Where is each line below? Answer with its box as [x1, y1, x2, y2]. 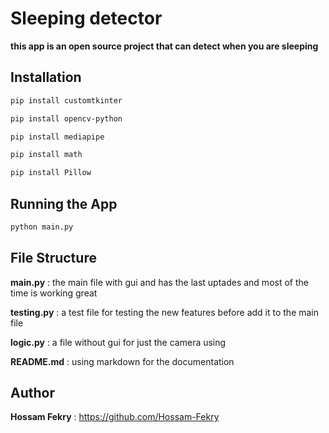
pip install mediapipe [10, 132, 105, 142]
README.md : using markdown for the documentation [10, 355, 235, 367]
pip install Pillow [10, 168, 92, 178]
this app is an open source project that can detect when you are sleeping [10, 40, 319, 52]
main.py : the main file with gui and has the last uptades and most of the [10, 276, 309, 288]
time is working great [10, 287, 98, 299]
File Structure [10, 250, 97, 267]
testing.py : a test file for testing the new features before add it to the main [10, 306, 320, 318]
